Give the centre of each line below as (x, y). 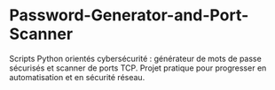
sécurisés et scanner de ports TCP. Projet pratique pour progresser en (138, 68)
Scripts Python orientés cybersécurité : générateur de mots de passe (135, 58)
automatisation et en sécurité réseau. (77, 77)
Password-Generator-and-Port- (129, 15)
